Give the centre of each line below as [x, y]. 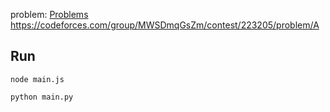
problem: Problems [49, 14]
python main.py [42, 97]
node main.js [37, 79]
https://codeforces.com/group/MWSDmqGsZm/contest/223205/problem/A [165, 25]
